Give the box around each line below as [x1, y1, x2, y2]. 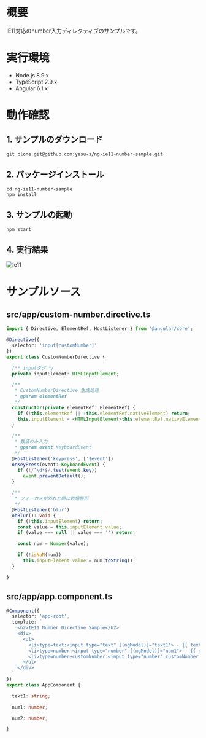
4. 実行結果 [6, 244, 48, 255]
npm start [6, 226, 32, 232]
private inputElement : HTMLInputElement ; [12, 371, 120, 377]
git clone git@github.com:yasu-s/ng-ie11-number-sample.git [6, 151, 164, 157]
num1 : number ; [12, 704, 48, 710]
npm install [6, 191, 37, 197]
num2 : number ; [12, 715, 48, 721]
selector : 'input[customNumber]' [12, 342, 97, 349]
